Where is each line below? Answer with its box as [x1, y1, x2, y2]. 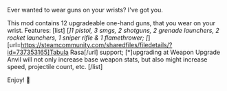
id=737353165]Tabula [7, 48, 69, 56]
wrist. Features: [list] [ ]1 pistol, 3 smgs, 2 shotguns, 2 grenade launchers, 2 [7, 27, 220, 34]
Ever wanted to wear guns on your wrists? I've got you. [7, 6, 163, 14]
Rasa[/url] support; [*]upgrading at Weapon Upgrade [69, 48, 221, 56]
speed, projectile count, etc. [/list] [7, 63, 103, 70]
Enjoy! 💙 [7, 76, 31, 84]
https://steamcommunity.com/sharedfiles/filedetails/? [20, 41, 173, 49]
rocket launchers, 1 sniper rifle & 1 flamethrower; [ [7, 34, 149, 42]
